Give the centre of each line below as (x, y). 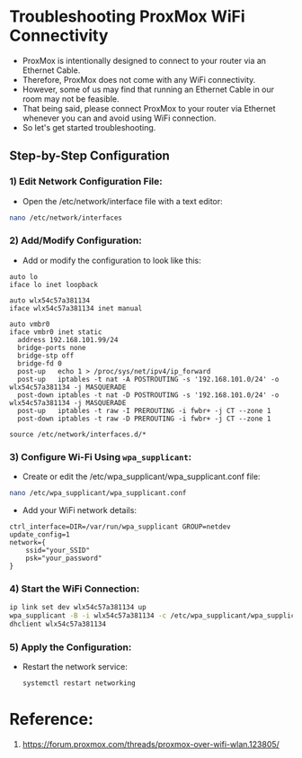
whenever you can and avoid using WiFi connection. (119, 118)
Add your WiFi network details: (80, 510)
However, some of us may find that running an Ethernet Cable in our (148, 89)
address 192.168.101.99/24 (68, 339)
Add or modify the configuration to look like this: (112, 260)
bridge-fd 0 (40, 363)
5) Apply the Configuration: (71, 647)
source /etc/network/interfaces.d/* (78, 434)
